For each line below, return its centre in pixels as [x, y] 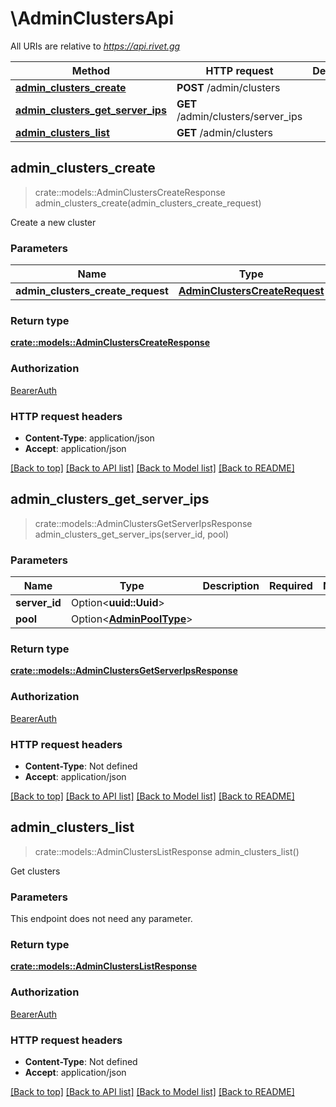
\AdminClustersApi [92, 18]
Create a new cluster [53, 222]
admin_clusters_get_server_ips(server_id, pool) [132, 534]
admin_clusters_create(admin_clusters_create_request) [148, 203]
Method [91, 70]
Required [290, 586]
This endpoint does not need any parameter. [101, 919]
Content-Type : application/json [89, 438]
